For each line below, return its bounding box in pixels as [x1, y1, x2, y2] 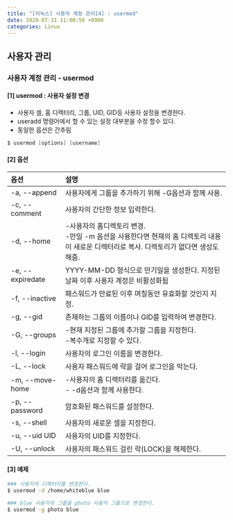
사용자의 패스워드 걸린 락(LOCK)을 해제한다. [64, 444, 201, 453]
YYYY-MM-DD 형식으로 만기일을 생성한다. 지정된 [64, 265, 221, 275]
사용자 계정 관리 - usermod [7, 73, 94, 83]
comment [10, 208, 42, 218]
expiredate [10, 274, 46, 284]
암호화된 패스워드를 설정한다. [64, 401, 154, 411]
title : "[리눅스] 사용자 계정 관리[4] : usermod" [7, 10, 139, 17]
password [10, 405, 43, 415]
